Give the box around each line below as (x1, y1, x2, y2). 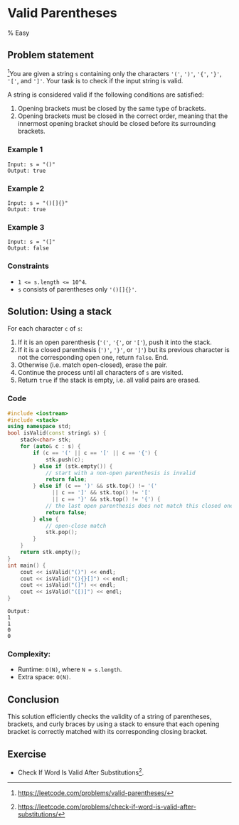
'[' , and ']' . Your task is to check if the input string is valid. (7, 77, 184, 85)
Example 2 (7, 183, 45, 193)
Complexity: (7, 649, 51, 659)
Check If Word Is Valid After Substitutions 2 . (17, 767, 144, 777)
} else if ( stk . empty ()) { (33, 462, 113, 470)
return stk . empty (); (20, 549, 81, 556)
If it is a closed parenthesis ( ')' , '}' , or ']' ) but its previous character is (17, 346, 230, 354)
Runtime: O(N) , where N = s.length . (17, 665, 122, 674)
